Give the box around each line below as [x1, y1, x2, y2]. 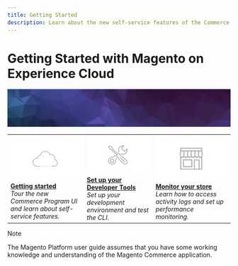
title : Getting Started [7, 11, 78, 18]
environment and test [86, 206, 149, 214]
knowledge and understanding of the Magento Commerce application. [7, 250, 212, 259]
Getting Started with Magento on [7, 50, 204, 67]
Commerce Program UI [10, 196, 78, 205]
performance [155, 205, 194, 214]
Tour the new [10, 189, 49, 198]
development [86, 199, 125, 207]
